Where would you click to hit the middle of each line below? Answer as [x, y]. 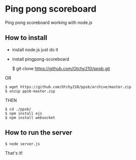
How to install [26, 38]
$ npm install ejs [24, 113]
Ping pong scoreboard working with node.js [49, 22]
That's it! [14, 153]
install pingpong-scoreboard [41, 59]
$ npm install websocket [30, 118]
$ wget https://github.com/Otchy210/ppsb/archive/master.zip [68, 87]
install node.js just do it [35, 49]
